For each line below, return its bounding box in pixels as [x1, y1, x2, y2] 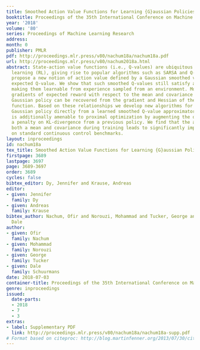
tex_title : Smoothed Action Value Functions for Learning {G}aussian [6, 147, 183, 153]
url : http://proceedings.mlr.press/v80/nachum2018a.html [6, 58, 151, 64]
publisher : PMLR [6, 48, 46, 54]
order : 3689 [6, 169, 36, 176]
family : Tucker [11, 258, 49, 264]
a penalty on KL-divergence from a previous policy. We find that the [11, 120, 190, 126]
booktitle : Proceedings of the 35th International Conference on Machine [6, 14, 193, 20]
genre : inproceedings [6, 285, 60, 292]
